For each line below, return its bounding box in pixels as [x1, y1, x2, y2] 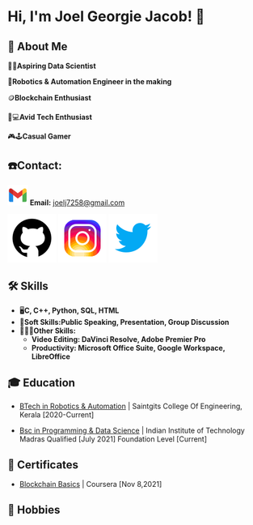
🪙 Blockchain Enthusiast [7, 93, 92, 102]
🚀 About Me [7, 40, 68, 53]
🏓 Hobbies [7, 502, 61, 517]
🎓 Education [7, 376, 76, 390]
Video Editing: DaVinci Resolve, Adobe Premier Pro [31, 334, 206, 344]
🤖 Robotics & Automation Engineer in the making [7, 77, 172, 86]
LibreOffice [31, 352, 70, 361]
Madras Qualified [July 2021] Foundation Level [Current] [19, 434, 208, 444]
